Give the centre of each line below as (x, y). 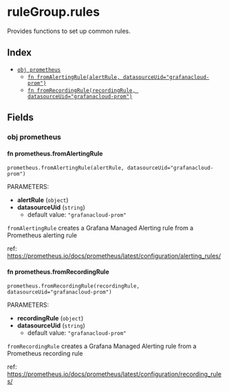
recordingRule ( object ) (50, 318)
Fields (21, 118)
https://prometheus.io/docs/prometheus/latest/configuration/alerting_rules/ (114, 256)
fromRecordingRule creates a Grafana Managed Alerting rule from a (102, 346)
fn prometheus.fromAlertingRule (55, 153)
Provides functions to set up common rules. (69, 31)
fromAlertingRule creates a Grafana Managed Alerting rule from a (100, 228)
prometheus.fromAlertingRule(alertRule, (66, 168)
